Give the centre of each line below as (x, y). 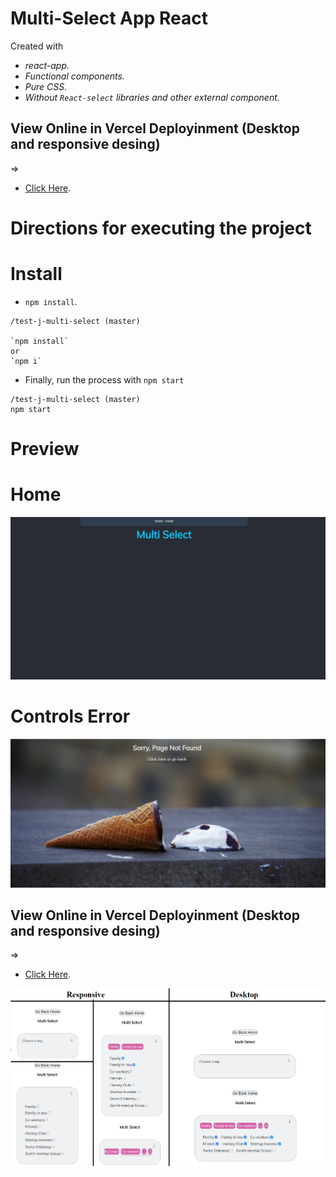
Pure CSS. (46, 86)
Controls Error (70, 716)
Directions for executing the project (161, 228)
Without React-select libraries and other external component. (152, 97)
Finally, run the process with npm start (104, 379)
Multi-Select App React (109, 18)
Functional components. (74, 76)
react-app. (47, 65)
